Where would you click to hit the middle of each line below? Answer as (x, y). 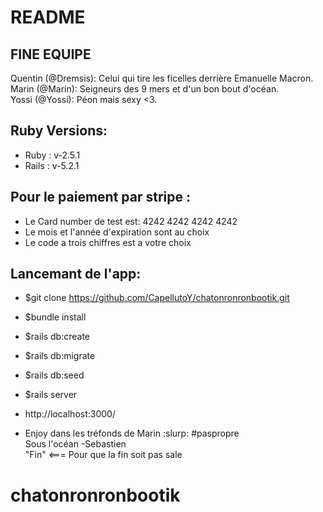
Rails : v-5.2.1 (52, 165)
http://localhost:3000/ (70, 414)
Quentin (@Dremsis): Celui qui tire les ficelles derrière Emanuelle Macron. (162, 78)
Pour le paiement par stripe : (101, 197)
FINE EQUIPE (51, 54)
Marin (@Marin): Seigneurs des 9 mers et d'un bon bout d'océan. (145, 89)
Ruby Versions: (59, 131)
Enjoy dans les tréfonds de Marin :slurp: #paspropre (132, 433)
